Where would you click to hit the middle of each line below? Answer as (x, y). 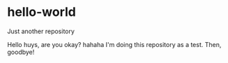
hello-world (42, 12)
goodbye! (21, 52)
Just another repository (41, 31)
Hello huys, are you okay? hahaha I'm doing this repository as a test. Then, (114, 44)
